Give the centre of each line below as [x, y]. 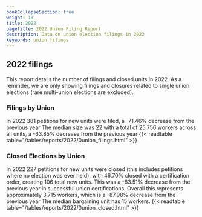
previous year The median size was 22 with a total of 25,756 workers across [101, 127]
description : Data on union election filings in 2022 [76, 35]
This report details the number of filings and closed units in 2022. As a [94, 79]
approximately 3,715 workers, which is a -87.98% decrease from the [91, 195]
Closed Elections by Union [46, 156]
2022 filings [30, 65]
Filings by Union [31, 108]
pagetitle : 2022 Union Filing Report [54, 29]
